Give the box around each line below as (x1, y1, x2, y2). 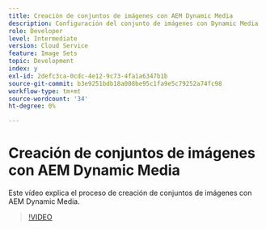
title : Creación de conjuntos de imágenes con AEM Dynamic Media (8, 11, 233, 20)
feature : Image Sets (8, 49, 78, 57)
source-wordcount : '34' (8, 95, 89, 103)
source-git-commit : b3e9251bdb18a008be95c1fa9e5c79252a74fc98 (8, 79, 222, 87)
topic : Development (8, 57, 74, 66)
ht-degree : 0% (8, 102, 57, 110)
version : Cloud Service (8, 42, 89, 50)
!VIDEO (27, 212, 53, 223)
